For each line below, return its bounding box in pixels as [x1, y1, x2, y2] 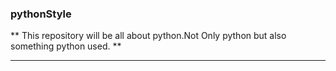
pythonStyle [10, 7, 72, 21]
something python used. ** [10, 40, 122, 52]
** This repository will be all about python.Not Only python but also [10, 30, 287, 42]
